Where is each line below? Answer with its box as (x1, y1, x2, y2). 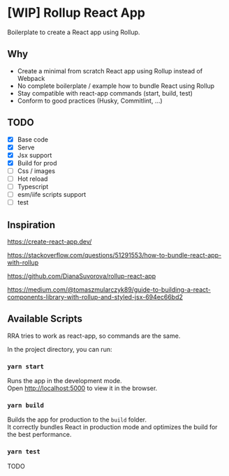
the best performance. (7, 431, 72, 439)
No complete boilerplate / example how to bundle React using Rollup (17, 82, 215, 90)
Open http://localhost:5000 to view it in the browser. (7, 384, 158, 392)
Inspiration (7, 218, 56, 231)
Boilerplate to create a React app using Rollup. (7, 28, 140, 36)
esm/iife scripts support (17, 191, 87, 198)
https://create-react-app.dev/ (7, 237, 92, 246)
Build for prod (17, 158, 57, 167)
